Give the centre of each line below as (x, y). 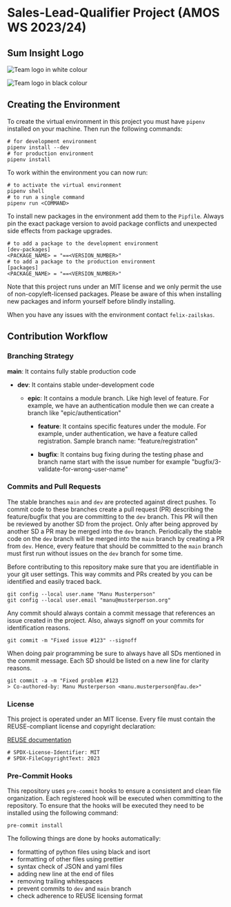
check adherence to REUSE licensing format (80, 896)
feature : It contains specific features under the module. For (122, 426)
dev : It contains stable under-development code (86, 385)
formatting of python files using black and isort (83, 852)
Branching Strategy (40, 356)
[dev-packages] (29, 249)
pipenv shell (26, 191)
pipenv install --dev (38, 147)
